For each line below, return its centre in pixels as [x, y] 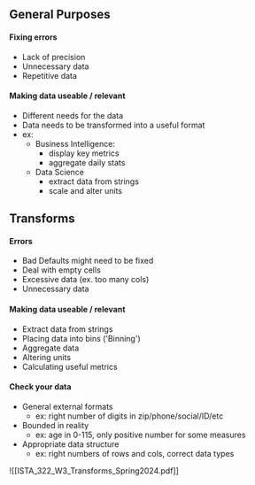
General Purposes [60, 15]
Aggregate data [50, 348]
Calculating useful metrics [70, 366]
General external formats [67, 406]
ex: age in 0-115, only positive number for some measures [140, 435]
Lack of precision [54, 57]
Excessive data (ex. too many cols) [85, 280]
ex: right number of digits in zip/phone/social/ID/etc [129, 416]
